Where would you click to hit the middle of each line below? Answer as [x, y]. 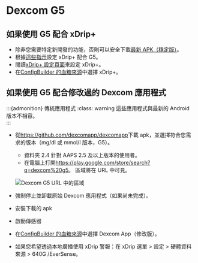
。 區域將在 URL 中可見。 [99, 170]
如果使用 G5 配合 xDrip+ [51, 34]
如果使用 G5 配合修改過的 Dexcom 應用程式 [86, 93]
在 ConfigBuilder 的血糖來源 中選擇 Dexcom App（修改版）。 [87, 234]
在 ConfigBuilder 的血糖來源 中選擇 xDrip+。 [68, 72]
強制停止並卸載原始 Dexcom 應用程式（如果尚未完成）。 [83, 195]
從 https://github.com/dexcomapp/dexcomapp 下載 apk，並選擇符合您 [100, 135]
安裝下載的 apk [33, 208]
